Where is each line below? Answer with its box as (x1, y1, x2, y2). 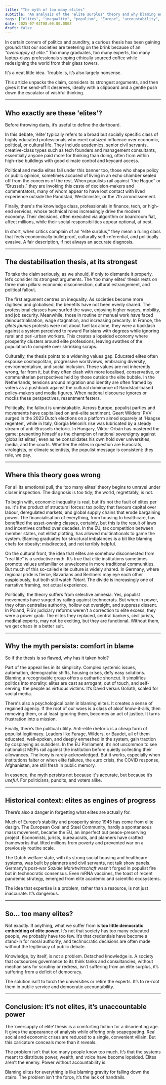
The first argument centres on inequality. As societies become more (5, 296, 143, 302)
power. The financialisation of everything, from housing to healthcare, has (5, 514, 156, 520)
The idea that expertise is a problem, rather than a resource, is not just (5, 885, 148, 891)
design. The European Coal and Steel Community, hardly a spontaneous (5, 824, 152, 830)
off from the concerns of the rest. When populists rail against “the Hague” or (5, 177, 161, 183)
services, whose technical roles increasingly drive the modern (14, 208, 141, 214)
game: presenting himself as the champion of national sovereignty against (5, 431, 156, 437)
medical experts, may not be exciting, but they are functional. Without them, (5, 618, 160, 624)
